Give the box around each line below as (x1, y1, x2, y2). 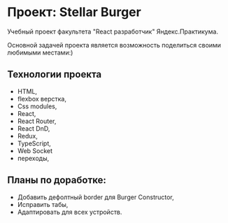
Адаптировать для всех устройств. (17, 208, 122, 216)
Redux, (17, 131, 38, 140)
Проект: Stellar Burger (7, 4, 141, 20)
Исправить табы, (17, 200, 69, 208)
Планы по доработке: (7, 174, 107, 186)
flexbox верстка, (17, 94, 66, 103)
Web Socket (17, 146, 53, 154)
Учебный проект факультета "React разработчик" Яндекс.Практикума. (7, 27, 219, 36)
